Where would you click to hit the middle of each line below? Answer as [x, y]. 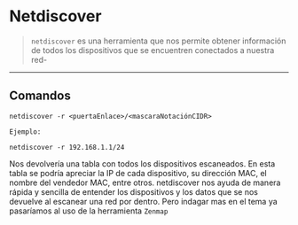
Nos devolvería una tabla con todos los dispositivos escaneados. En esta [142, 163]
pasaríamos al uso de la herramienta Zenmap [89, 211]
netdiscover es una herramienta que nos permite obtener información [158, 41]
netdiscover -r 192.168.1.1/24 [67, 147]
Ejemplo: [25, 132]
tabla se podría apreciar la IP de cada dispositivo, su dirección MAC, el [138, 173]
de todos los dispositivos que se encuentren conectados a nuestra [153, 50]
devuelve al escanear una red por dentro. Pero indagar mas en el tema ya [143, 201]
